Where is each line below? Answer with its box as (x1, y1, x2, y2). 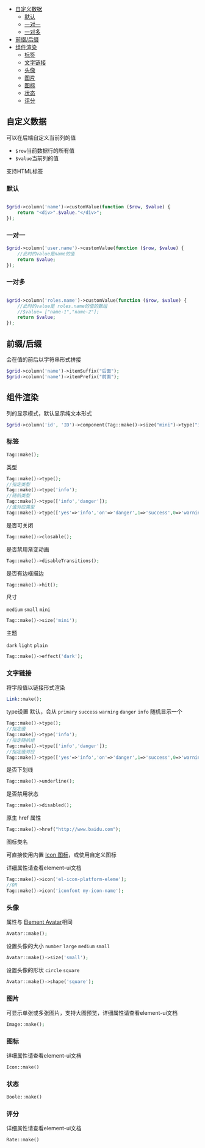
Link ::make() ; (6, 696, 43, 703)
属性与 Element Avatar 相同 (6, 918, 73, 926)
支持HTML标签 (6, 167, 44, 175)
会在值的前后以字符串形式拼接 (6, 356, 81, 364)
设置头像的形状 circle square (6, 966, 80, 973)
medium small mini (6, 607, 51, 613)
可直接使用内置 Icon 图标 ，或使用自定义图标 (6, 851, 117, 858)
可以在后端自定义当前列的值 (6, 134, 76, 141)
